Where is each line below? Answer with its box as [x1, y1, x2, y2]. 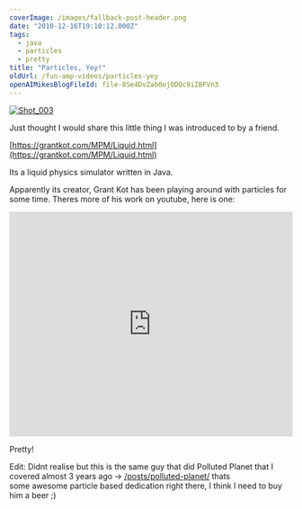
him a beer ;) [9, 489, 57, 500]
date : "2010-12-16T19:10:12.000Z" [9, 22, 139, 31]
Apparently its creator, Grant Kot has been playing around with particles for [9, 183, 288, 194]
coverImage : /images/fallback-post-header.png [9, 13, 187, 22]
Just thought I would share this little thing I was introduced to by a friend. [9, 122, 280, 133]
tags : [9, 30, 30, 39]
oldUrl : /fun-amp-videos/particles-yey [9, 72, 159, 81]
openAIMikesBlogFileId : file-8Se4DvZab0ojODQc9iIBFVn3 [9, 80, 219, 89]
